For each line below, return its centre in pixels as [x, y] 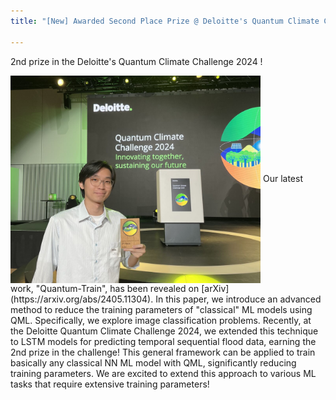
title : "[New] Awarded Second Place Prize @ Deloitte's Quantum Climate [165, 21]
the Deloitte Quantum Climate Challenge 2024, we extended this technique [164, 331]
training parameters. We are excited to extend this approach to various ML [163, 374]
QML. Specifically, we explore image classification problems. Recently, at [161, 321]
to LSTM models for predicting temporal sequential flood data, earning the [163, 342]
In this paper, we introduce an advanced [238, 299]
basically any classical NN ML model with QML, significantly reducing [153, 363]
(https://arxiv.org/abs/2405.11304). [82, 299]
